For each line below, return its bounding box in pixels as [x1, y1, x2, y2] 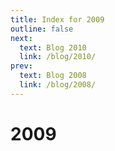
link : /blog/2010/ [19, 52, 97, 62]
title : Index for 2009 [10, 14, 105, 25]
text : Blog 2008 [19, 71, 87, 81]
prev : [10, 61, 33, 71]
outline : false [10, 24, 74, 34]
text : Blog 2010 [19, 42, 87, 53]
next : [10, 33, 33, 43]
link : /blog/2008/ [19, 80, 97, 90]
